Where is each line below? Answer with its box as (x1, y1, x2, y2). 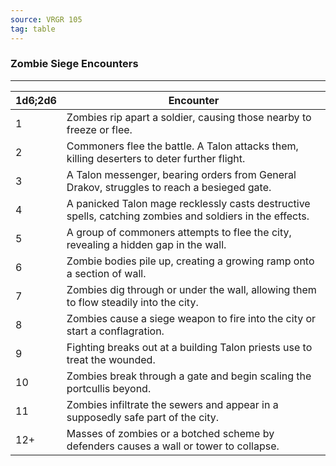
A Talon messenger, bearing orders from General (66, 167, 297, 181)
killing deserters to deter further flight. (66, 151, 246, 165)
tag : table (10, 24, 56, 34)
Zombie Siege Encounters (10, 57, 139, 71)
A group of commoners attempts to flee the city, (66, 225, 292, 239)
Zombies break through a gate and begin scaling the (66, 369, 312, 383)
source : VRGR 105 (10, 14, 83, 25)
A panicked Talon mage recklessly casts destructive (66, 196, 311, 210)
